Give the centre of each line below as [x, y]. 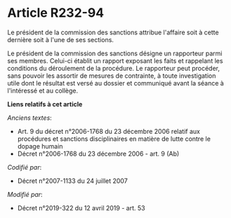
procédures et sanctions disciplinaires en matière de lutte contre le [114, 139]
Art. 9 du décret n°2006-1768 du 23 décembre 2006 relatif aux [108, 131]
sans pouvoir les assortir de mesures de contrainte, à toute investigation [112, 76]
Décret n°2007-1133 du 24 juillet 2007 [72, 181]
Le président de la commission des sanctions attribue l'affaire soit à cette [113, 32]
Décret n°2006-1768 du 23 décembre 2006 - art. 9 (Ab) [98, 154]
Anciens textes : [30, 118]
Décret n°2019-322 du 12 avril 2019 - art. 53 [81, 207]
